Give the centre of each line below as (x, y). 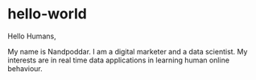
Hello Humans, (32, 36)
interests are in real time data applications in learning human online (119, 60)
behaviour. (25, 68)
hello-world (47, 14)
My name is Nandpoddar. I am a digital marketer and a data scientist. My (128, 51)
